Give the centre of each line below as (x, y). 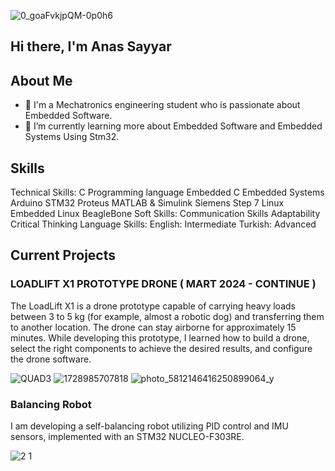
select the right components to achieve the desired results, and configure (161, 348)
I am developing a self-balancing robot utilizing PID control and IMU (149, 426)
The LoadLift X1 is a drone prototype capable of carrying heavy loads (153, 306)
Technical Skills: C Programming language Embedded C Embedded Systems (167, 192)
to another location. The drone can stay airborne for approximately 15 (153, 327)
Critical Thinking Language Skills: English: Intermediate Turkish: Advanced (163, 224)
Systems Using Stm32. (72, 137)
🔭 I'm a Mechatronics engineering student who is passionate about (162, 105)
